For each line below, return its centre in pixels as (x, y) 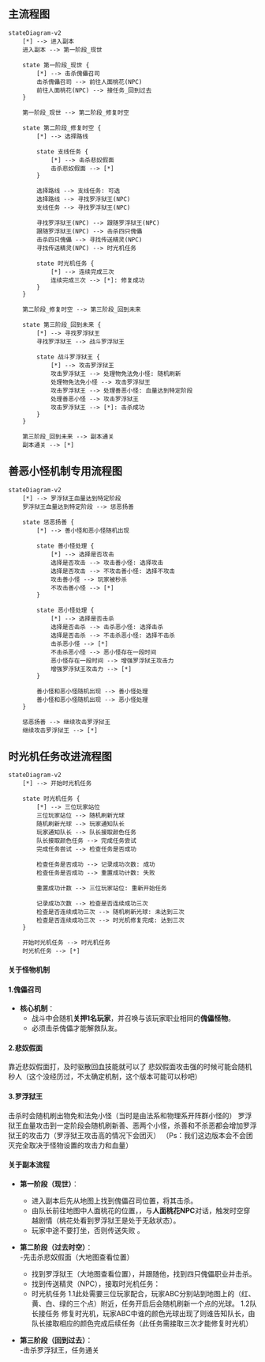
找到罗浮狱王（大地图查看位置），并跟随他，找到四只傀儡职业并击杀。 (144, 1273)
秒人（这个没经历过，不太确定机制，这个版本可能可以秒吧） (105, 1077)
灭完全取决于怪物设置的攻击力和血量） (70, 1145)
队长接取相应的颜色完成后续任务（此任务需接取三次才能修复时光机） (142, 1323)
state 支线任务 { (63, 152)
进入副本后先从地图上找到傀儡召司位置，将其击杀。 (114, 1201)
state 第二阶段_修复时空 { (62, 128)
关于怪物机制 (29, 970)
